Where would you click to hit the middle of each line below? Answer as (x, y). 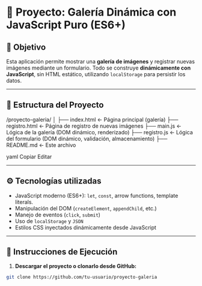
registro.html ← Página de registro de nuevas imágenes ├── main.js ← (94, 126)
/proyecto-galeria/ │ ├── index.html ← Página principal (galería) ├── (92, 119)
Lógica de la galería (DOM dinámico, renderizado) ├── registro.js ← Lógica (100, 132)
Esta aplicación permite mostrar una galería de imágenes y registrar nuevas (101, 61)
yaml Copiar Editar (29, 156)
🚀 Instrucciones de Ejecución (62, 252)
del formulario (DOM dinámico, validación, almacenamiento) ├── (87, 139)
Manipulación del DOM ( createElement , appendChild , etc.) (86, 208)
